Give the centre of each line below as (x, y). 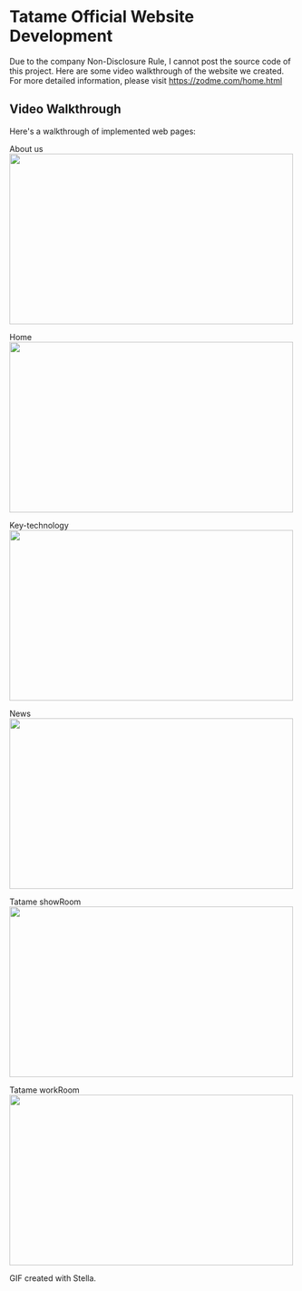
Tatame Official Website (102, 17)
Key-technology (39, 525)
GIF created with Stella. (53, 1278)
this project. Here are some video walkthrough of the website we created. (147, 71)
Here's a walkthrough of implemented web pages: (103, 131)
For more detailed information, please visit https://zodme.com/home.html (146, 80)
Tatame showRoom (45, 902)
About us (26, 148)
